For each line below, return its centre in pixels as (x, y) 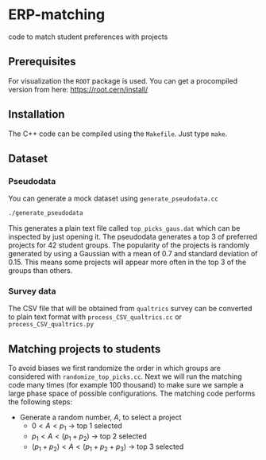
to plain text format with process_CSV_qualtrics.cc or (95, 317)
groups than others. (40, 271)
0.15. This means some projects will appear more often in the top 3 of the (127, 262)
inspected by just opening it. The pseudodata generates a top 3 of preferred (133, 237)
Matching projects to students (85, 349)
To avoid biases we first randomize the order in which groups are (114, 368)
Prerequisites (42, 62)
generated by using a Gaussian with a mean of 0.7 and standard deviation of (133, 254)
